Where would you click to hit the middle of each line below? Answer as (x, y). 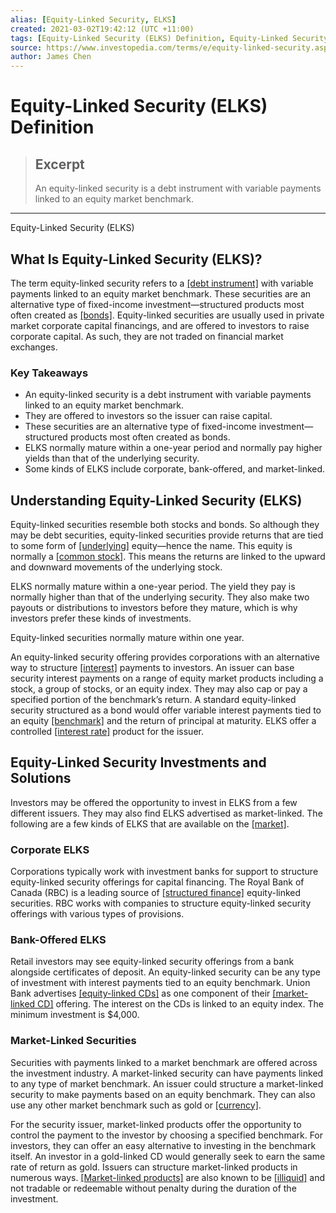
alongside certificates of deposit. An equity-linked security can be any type (165, 972)
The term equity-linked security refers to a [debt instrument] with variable (162, 283)
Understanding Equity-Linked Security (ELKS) (156, 500)
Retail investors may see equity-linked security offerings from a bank (152, 962)
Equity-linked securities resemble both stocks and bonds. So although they (165, 525)
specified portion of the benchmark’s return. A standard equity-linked (153, 700)
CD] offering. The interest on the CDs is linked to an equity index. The (180, 1004)
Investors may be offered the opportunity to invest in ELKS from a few (154, 802)
